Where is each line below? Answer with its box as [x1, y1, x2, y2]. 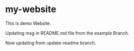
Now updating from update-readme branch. [5, 39, 96, 46]
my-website [5, 4, 56, 15]
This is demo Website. [5, 20, 51, 26]
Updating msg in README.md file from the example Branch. [5, 30, 129, 36]
